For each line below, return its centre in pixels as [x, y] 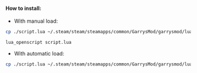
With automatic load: [39, 53]
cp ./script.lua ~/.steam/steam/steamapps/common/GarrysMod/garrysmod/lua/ [100, 32]
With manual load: [36, 21]
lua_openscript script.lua [39, 43]
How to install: [24, 8]
